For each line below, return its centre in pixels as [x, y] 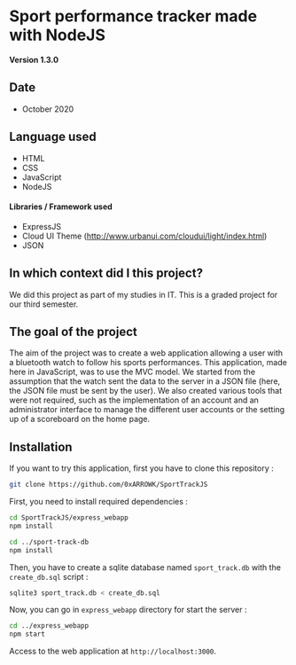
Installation [41, 446]
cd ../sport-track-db [49, 542]
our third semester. [44, 304]
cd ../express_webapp [49, 626]
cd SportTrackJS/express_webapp [69, 518]
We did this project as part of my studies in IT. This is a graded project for [144, 294]
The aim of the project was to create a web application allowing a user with [146, 353]
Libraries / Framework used [61, 207]
